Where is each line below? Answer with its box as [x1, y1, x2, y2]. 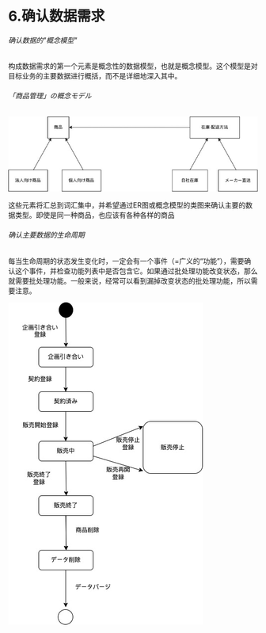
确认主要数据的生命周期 [8, 230, 85, 239]
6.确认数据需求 [8, 7, 105, 25]
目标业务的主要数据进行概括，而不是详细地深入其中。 [8, 71, 182, 81]
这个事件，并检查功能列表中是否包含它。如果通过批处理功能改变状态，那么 [14, 266, 258, 276]
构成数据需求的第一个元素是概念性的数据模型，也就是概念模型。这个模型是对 [8, 61, 258, 71]
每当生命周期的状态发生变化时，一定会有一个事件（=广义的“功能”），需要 [8, 256, 245, 265]
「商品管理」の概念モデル [8, 90, 92, 100]
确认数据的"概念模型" [8, 35, 78, 44]
